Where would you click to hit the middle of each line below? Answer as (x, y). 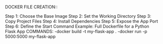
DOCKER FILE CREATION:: (31, 7)
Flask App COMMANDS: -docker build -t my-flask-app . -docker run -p (76, 31)
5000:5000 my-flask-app (30, 36)
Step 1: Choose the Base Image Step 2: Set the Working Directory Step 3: (78, 16)
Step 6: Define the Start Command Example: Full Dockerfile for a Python (77, 26)
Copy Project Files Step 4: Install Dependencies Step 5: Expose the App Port (81, 21)
